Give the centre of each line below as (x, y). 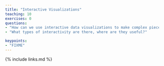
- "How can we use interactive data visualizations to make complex (76, 28)
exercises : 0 (18, 18)
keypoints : (16, 41)
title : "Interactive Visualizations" (43, 9)
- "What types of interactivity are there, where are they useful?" (76, 32)
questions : (16, 23)
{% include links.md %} (29, 59)
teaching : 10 (18, 14)
